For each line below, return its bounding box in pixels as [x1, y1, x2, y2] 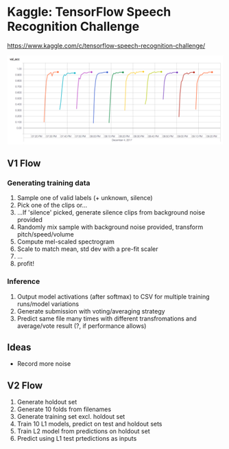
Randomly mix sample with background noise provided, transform [16, 223, 204, 231]
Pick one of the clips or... [16, 201, 88, 210]
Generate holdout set [16, 398, 77, 406]
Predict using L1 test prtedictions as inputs [16, 435, 137, 443]
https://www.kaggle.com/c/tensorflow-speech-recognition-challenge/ [7, 41, 206, 50]
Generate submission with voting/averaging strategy [16, 307, 166, 315]
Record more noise [16, 360, 71, 368]
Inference [7, 276, 40, 286]
